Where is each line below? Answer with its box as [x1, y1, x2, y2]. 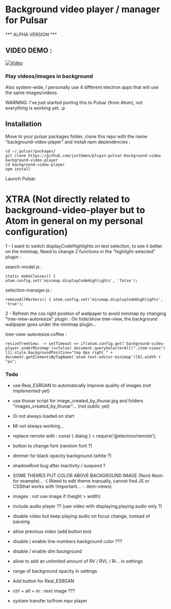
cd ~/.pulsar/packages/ [5, 148, 56, 154]
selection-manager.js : [5, 287, 53, 293]
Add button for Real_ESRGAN [12, 578, 75, 584]
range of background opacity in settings [12, 568, 97, 574]
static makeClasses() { [5, 274, 56, 279]
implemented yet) [12, 388, 50, 394]
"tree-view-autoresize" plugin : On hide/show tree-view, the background [5, 315, 158, 322]
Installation [5, 120, 42, 128]
